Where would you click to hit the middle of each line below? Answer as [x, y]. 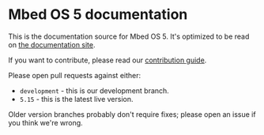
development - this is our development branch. [94, 90]
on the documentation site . [52, 44]
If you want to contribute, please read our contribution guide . [107, 60]
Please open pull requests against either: [75, 75]
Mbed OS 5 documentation [98, 15]
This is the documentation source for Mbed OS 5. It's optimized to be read [129, 36]
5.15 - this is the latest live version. [76, 99]
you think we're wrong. [45, 122]
